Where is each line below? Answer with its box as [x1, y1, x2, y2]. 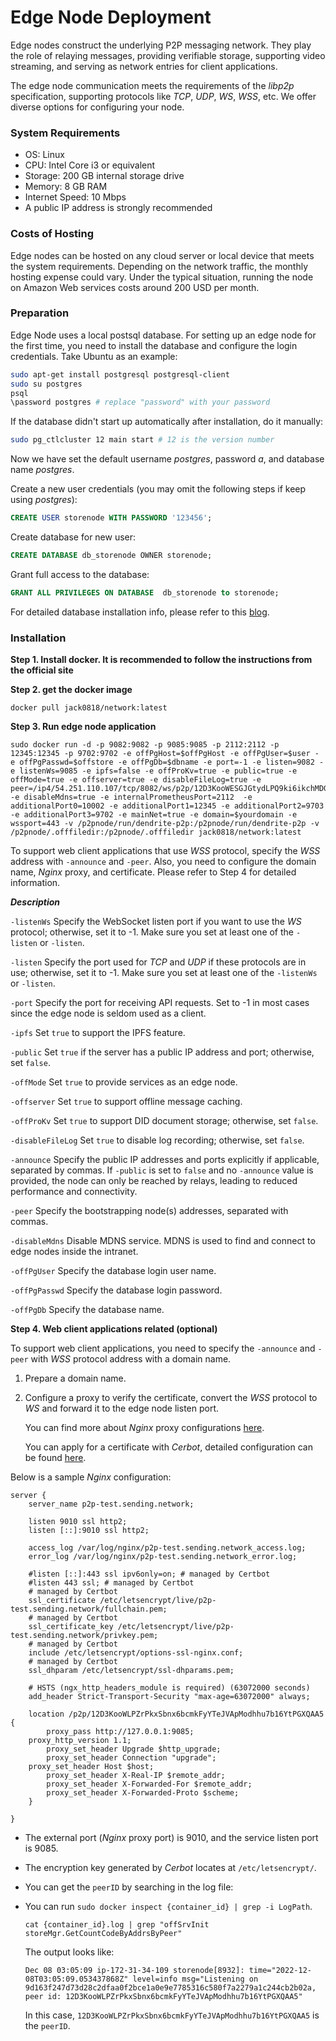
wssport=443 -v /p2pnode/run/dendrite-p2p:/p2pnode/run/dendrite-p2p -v [10, 819, 320, 829]
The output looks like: [24, 1946, 115, 1958]
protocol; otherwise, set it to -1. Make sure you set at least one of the [10, 926, 295, 938]
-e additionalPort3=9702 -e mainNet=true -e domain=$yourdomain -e [10, 810, 298, 820]
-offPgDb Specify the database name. [10, 1304, 165, 1316]
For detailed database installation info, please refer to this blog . [10, 606, 270, 618]
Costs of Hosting [10, 227, 94, 241]
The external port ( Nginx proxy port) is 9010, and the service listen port [24, 1832, 319, 1844]
